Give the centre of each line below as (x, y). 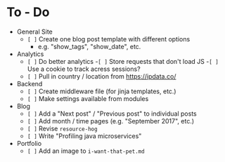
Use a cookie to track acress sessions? (84, 69)
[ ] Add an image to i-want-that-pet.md (86, 151)
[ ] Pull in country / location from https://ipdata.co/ (102, 76)
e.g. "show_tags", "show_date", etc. (89, 46)
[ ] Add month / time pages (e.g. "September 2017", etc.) (111, 121)
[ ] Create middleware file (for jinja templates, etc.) (102, 91)
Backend (30, 83)
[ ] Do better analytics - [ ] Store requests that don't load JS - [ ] (123, 61)
